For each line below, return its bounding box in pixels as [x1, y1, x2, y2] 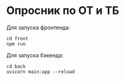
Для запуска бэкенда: [6, 51, 64, 58]
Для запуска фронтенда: [6, 24, 70, 31]
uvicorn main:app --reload [6, 68, 75, 75]
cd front [6, 35, 29, 41]
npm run [6, 41, 26, 47]
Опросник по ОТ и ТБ [6, 4, 120, 18]
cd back [6, 63, 26, 69]
